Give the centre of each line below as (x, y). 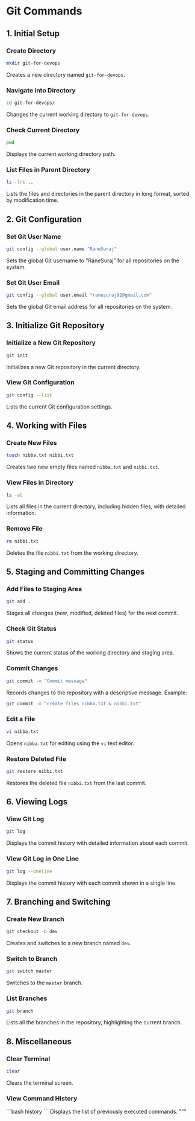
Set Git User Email (33, 282)
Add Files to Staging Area (44, 589)
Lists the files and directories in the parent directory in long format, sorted (98, 194)
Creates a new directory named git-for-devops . (66, 74)
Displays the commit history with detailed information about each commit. (97, 843)
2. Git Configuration (44, 219)
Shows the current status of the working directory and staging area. (90, 653)
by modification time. (32, 200)
